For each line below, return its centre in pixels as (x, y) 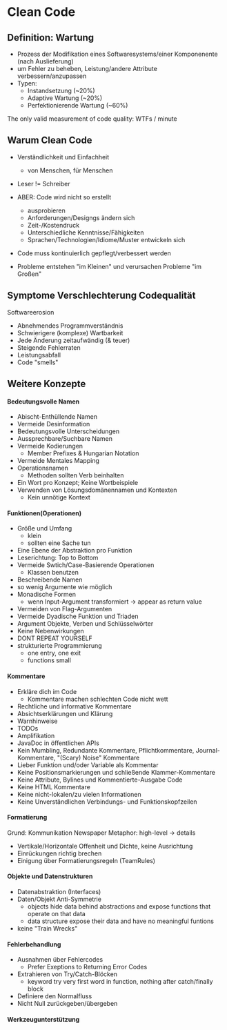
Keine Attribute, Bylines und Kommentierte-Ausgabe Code (100, 780)
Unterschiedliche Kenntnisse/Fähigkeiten (86, 232)
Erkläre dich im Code (47, 691)
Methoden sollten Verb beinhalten (76, 475)
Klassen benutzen (53, 573)
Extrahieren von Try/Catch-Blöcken (67, 974)
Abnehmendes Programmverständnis (70, 326)
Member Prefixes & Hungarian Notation (83, 453)
